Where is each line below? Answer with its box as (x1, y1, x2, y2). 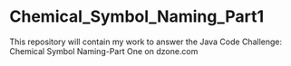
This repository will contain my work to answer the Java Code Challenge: (9, 36, 283, 47)
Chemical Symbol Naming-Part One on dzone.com (9, 45, 199, 56)
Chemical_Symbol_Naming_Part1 (9, 6, 265, 27)
